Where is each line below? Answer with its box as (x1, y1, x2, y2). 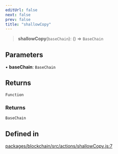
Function (5, 92, 24, 97)
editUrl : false (5, 7, 38, 13)
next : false (5, 12, 31, 17)
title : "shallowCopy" (5, 21, 52, 27)
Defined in (5, 130, 39, 138)
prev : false (5, 17, 31, 22)
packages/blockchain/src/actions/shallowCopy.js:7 (5, 143, 113, 149)
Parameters (5, 50, 43, 59)
